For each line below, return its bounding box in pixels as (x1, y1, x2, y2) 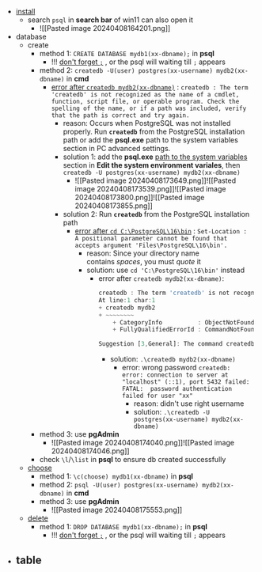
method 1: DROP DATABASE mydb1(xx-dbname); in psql (39, 522, 208, 532)
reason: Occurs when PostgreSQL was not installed (63, 119, 231, 127)
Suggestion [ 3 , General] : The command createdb (98, 340, 255, 348)
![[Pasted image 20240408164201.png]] (39, 24, 171, 32)
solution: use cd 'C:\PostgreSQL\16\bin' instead (86, 265, 245, 275)
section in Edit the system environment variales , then (63, 161, 241, 169)
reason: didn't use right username (133, 399, 245, 408)
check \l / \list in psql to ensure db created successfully (39, 455, 226, 464)
